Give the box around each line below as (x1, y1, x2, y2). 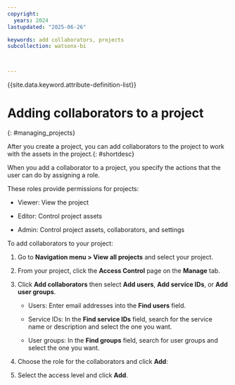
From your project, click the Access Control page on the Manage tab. (17, 267, 220, 275)
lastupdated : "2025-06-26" (7, 23, 87, 30)
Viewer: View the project (17, 198, 89, 207)
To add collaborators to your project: (7, 239, 114, 248)
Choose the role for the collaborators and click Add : (17, 357, 169, 366)
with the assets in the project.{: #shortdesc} (7, 149, 135, 159)
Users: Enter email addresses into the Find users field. (27, 301, 186, 310)
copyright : (7, 10, 39, 18)
